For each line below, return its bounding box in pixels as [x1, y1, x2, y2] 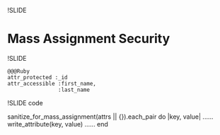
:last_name [57, 86, 91, 93]
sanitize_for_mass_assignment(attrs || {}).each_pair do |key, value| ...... [7, 112, 214, 121]
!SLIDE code [7, 98, 44, 107]
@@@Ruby [7, 67, 30, 75]
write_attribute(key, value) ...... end [7, 119, 108, 128]
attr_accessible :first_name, [7, 80, 97, 87]
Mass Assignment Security [7, 31, 170, 47]
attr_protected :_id [7, 74, 69, 81]
